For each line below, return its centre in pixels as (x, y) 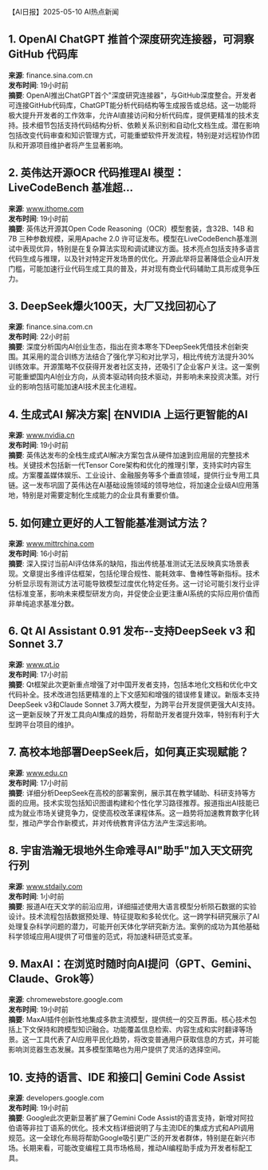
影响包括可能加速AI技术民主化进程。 (81, 387)
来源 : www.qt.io (34, 664)
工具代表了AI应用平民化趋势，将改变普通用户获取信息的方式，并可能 (148, 1040)
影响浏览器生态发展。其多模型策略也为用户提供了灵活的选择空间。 (116, 1049)
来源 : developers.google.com (56, 1098)
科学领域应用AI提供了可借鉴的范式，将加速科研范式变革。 (102, 936)
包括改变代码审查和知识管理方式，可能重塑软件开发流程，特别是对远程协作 (130, 135)
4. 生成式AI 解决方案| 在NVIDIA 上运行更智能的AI (128, 414)
